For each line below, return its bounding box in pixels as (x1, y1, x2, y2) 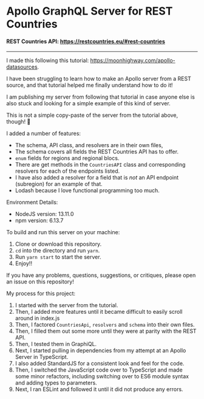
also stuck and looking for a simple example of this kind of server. (6, 100, 171, 107)
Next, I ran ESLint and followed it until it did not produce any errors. (15, 386, 183, 393)
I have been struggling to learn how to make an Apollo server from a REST (6, 75, 191, 83)
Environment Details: (6, 199, 58, 206)
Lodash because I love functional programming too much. (15, 187, 160, 194)
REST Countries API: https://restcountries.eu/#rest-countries (6, 38, 165, 45)
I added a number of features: (6, 130, 81, 137)
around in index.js (15, 314, 60, 322)
